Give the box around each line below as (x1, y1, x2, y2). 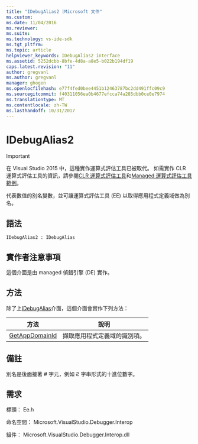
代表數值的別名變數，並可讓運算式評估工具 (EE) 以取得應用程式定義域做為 (6, 192, 185, 199)
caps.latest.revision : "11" (6, 63, 76, 70)
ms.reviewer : (6, 25, 38, 31)
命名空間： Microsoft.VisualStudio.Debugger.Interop (6, 419, 133, 426)
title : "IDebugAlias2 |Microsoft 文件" (6, 8, 103, 15)
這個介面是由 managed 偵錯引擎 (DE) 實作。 (6, 268, 113, 276)
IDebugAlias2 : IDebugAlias (6, 235, 76, 241)
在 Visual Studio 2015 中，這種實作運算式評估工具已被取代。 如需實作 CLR (6, 165, 186, 172)
